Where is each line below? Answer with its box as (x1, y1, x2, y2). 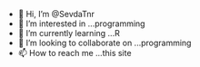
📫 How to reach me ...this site (17, 48, 132, 58)
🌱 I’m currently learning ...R (17, 28, 120, 38)
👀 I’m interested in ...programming (17, 18, 145, 29)
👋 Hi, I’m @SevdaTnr (17, 9, 95, 19)
